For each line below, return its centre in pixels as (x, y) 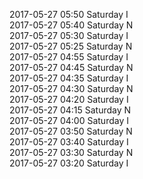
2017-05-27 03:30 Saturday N (71, 152)
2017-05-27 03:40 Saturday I (69, 142)
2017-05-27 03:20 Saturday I (69, 163)
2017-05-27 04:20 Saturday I (69, 99)
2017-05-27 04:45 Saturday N (71, 67)
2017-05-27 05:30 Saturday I (69, 35)
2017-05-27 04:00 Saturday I (69, 120)
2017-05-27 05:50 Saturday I (69, 14)
